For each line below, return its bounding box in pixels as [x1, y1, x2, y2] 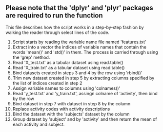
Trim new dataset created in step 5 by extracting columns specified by [12, 75, 155, 81]
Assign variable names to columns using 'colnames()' [12, 85, 121, 91]
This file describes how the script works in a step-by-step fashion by [5, 24, 144, 30]
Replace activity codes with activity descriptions [12, 106, 110, 112]
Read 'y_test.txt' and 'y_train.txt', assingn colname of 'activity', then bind [12, 90, 158, 96]
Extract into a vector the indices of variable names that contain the [12, 44, 147, 50]
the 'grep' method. [12, 54, 50, 60]
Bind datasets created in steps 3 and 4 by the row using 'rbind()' [12, 70, 143, 76]
